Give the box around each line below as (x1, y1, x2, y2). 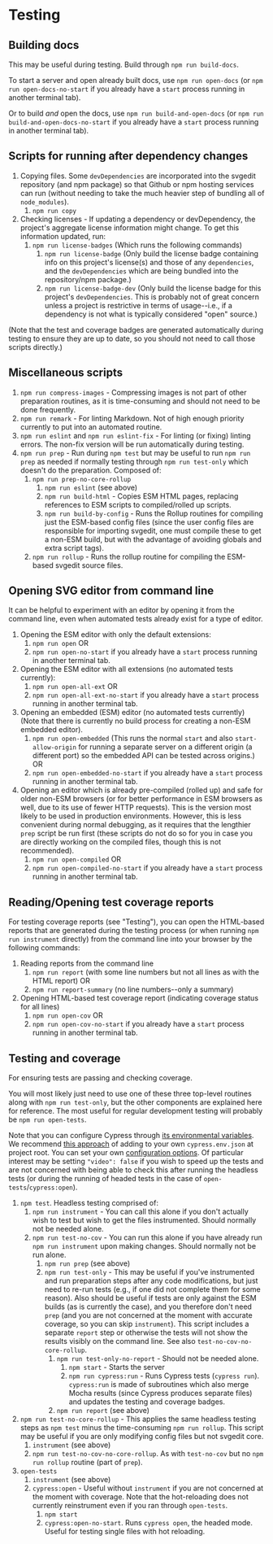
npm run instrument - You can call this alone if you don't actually (32, 1206, 249, 1217)
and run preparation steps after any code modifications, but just (44, 1276, 258, 1286)
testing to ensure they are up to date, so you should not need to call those (8, 334, 256, 343)
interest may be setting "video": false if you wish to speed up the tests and (8, 1157, 264, 1167)
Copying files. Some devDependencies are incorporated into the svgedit (19, 171, 256, 181)
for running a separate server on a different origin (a (78, 742, 253, 752)
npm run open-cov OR (32, 1010, 103, 1020)
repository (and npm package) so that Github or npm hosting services (19, 179, 254, 189)
